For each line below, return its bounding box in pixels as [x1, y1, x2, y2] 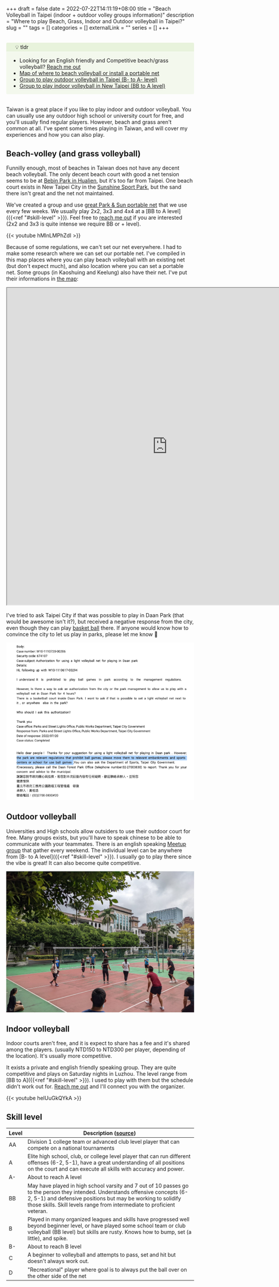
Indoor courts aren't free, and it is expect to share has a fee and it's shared [6, 1040, 190, 1047]
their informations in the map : [6, 275, 79, 282]
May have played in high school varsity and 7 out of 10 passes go [27, 1182, 189, 1189]
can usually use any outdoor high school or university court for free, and [6, 112, 184, 119]
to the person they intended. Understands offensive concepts [27, 1188, 178, 1196]
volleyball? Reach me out [19, 63, 81, 70]
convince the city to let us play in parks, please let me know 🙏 [6, 631, 158, 638]
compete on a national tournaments [27, 1144, 115, 1151]
